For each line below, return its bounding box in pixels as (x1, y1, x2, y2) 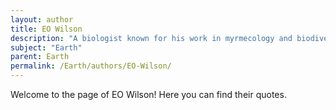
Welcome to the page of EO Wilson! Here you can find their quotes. (10, 89, 287, 100)
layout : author (10, 14, 74, 25)
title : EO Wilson (10, 24, 83, 34)
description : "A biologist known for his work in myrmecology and (10, 33, 293, 43)
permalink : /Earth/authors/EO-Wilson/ (10, 61, 172, 71)
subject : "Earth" (10, 42, 83, 53)
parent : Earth (10, 52, 70, 62)
